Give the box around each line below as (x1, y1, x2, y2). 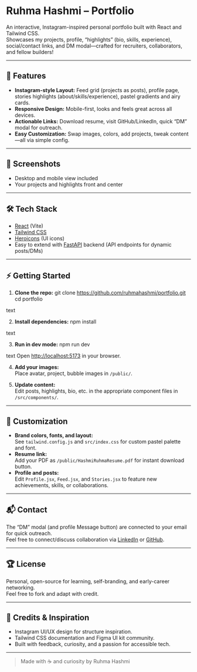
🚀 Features (6, 71, 46, 81)
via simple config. (26, 136, 70, 143)
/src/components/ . (14, 394, 59, 401)
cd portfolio (14, 295, 43, 303)
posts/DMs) (14, 248, 43, 255)
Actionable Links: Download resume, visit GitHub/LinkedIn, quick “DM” (14, 117, 188, 124)
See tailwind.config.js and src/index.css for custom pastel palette (14, 438, 181, 445)
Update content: (14, 381, 56, 389)
